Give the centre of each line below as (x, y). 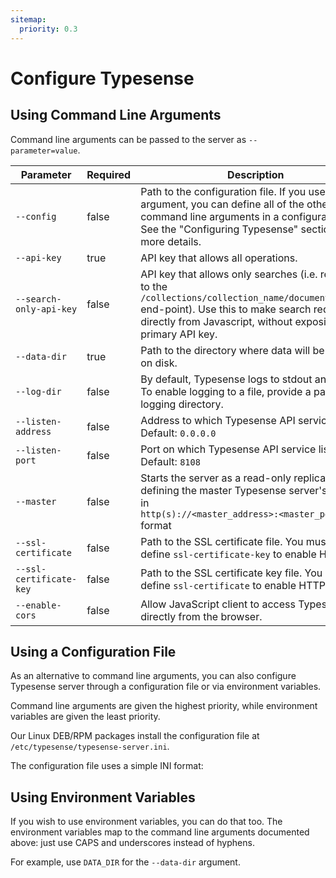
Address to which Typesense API (218, 420)
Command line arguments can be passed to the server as (128, 139)
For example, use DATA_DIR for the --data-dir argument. (125, 862)
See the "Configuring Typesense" (219, 229)
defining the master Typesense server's (234, 490)
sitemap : (28, 19)
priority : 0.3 (48, 29)
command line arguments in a (210, 216)
